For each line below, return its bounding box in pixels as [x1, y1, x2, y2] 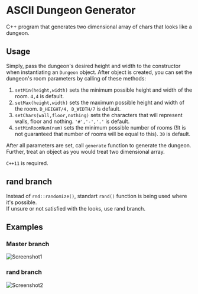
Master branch [6, 240, 50, 248]
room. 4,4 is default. [14, 92, 64, 99]
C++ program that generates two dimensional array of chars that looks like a [6, 23, 192, 30]
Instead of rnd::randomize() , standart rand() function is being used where [6, 192, 187, 199]
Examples [6, 222, 43, 232]
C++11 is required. [6, 159, 48, 166]
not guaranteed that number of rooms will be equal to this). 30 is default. [14, 130, 191, 137]
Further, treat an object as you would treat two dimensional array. [6, 148, 165, 155]
